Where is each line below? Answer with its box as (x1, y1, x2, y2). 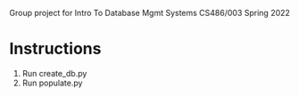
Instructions (9, 39, 102, 59)
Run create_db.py (21, 68, 87, 78)
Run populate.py (21, 77, 83, 88)
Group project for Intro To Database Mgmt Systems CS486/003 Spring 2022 (9, 8, 290, 18)
